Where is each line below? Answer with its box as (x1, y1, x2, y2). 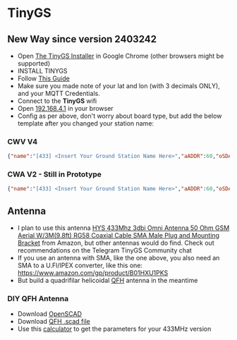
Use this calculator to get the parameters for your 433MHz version (17, 324, 212, 333)
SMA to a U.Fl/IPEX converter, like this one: (17, 261, 143, 269)
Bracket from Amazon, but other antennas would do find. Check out (17, 238, 214, 248)
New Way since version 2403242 (7, 33, 157, 45)
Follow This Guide (17, 74, 71, 83)
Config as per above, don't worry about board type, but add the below (17, 111, 222, 120)
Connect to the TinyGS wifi (17, 97, 97, 105)
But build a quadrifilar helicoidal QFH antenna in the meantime (17, 277, 198, 285)
